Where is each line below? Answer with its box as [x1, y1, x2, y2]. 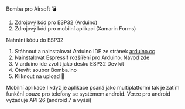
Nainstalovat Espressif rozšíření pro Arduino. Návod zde [14, 54, 150, 61]
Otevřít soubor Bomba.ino [14, 67, 77, 73]
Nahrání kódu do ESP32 [6, 36, 64, 43]
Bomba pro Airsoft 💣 [6, 5, 57, 12]
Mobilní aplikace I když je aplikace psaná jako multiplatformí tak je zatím [6, 84, 180, 91]
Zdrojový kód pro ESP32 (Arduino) [14, 19, 98, 26]
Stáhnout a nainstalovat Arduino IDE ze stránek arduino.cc [14, 48, 155, 54]
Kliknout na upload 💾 [14, 73, 65, 80]
